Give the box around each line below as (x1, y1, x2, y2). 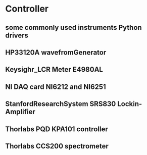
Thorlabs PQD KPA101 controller (5, 125, 108, 133)
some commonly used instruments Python (5, 23, 142, 32)
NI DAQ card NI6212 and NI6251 (5, 82, 106, 91)
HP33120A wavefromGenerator (5, 48, 107, 57)
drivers (5, 31, 29, 39)
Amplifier (5, 108, 35, 116)
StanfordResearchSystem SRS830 (5, 99, 116, 109)
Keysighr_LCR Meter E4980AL (5, 65, 104, 74)
